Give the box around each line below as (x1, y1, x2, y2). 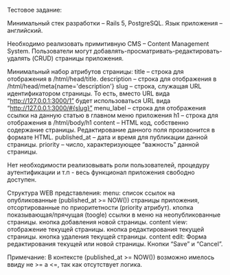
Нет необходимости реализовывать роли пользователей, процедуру (7, 161, 210, 169)
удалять (7, 54, 31, 62)
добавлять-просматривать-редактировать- (93, 47, 222, 55)
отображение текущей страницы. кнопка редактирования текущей (7, 226, 205, 233)
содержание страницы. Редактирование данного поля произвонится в (7, 126, 215, 134)
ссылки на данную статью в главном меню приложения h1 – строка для (7, 111, 218, 119)
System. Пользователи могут (7, 47, 93, 55)
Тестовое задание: (7, 6, 62, 14)
